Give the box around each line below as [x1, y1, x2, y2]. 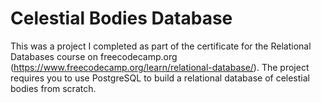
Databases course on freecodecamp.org [10, 50, 178, 62]
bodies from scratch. [10, 82, 97, 94]
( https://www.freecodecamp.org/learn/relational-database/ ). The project [10, 61, 310, 73]
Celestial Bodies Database [10, 7, 233, 30]
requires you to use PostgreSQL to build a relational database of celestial [10, 72, 310, 84]
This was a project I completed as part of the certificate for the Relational [10, 40, 312, 52]
